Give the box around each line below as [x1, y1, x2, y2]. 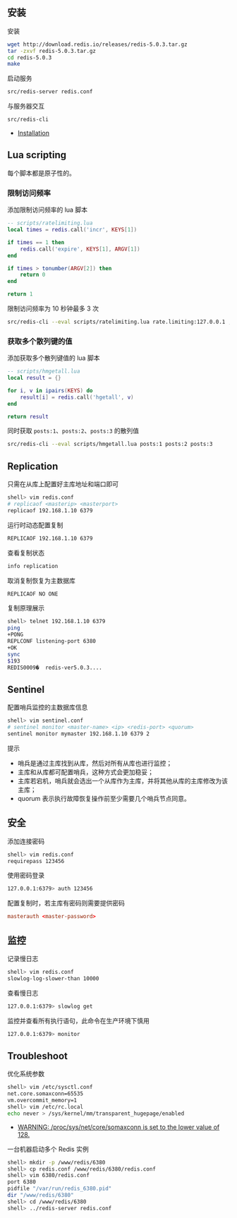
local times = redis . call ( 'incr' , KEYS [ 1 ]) [7, 227, 138, 234]
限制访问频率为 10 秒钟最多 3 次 [7, 304, 99, 313]
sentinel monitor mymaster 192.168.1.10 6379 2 [7, 730, 150, 737]
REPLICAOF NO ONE [7, 590, 59, 598]
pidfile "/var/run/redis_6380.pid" [7, 1185, 112, 1193]
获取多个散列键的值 [7, 336, 73, 346]
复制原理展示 [7, 604, 44, 613]
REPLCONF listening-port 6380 [7, 638, 97, 645]
